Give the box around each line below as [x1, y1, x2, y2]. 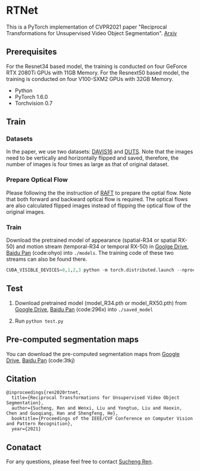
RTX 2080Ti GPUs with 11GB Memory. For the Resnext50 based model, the [6, 69, 189, 76]
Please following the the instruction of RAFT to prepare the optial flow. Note [6, 189, 192, 196]
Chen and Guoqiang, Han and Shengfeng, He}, [6, 410, 118, 417]
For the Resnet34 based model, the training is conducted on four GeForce [6, 63, 187, 70]
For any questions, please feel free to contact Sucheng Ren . [6, 458, 154, 465]
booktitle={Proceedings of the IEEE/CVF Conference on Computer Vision [11, 416, 193, 422]
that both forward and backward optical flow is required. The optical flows [6, 195, 188, 202]
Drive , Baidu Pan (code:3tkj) [6, 357, 76, 364]
